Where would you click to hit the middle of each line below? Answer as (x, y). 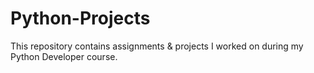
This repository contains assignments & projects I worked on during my (157, 46)
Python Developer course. (64, 56)
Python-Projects (80, 18)
